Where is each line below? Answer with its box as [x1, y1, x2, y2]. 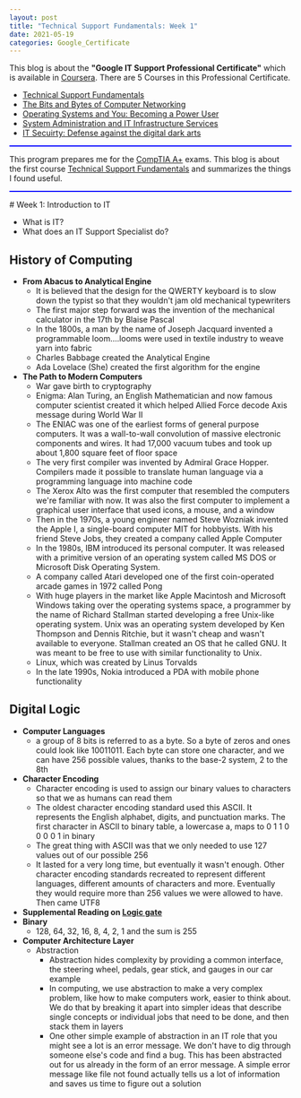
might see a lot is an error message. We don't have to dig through [48, 1040, 291, 1050]
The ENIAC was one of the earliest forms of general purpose [35, 419, 260, 430]
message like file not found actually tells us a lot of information [48, 1068, 280, 1079]
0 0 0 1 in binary [35, 830, 96, 841]
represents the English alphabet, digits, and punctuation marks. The [35, 811, 286, 822]
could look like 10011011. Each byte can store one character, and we [35, 745, 285, 756]
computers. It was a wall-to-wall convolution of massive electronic [35, 428, 281, 439]
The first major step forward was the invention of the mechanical [35, 305, 275, 316]
